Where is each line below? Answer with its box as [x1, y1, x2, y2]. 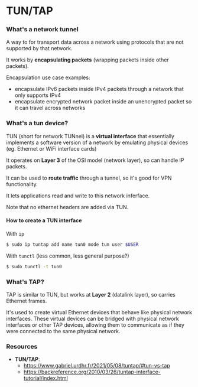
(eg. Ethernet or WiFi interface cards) [6, 145, 97, 152]
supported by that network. [6, 45, 73, 52]
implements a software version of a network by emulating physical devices [6, 139, 189, 146]
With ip [6, 230, 25, 237]
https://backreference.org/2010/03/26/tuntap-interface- [23, 368, 161, 376]
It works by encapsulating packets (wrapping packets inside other [6, 56, 170, 63]
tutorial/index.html [23, 375, 68, 382]
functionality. [6, 180, 38, 187]
